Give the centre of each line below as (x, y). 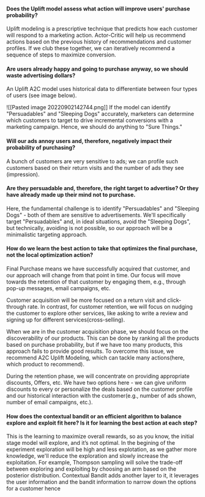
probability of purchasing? (41, 148)
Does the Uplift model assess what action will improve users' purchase (98, 9)
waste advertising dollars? (41, 75)
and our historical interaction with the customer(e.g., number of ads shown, (102, 396)
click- (174, 300)
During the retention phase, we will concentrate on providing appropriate (98, 376)
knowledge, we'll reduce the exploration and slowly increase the (87, 456)
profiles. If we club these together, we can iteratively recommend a (91, 48)
